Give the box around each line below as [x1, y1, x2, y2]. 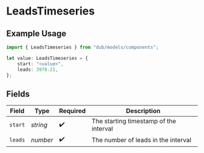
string [30, 121, 47, 129]
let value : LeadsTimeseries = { [6, 55, 88, 61]
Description [126, 107, 161, 116]
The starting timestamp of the [91, 117, 177, 125]
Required [58, 107, 86, 116]
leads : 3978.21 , [17, 67, 59, 73]
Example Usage [6, 28, 67, 39]
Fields [6, 89, 30, 99]
